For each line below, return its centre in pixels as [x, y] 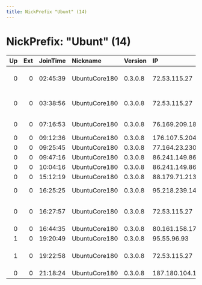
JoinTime [52, 61]
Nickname [87, 61]
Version [136, 61]
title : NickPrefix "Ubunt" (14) [47, 12]
